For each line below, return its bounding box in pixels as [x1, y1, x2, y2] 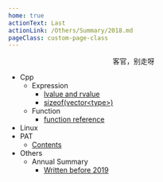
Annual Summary [31, 157, 89, 167]
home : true [8, 11, 45, 20]
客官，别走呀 [112, 56, 155, 66]
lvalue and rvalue [43, 89, 100, 99]
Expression [31, 81, 69, 91]
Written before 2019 [43, 165, 109, 175]
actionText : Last [8, 19, 66, 27]
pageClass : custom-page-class [8, 33, 109, 42]
